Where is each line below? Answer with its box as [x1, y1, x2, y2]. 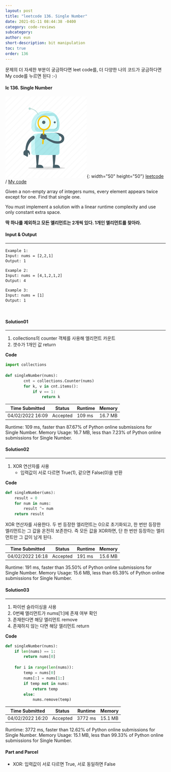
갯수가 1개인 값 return [12, 342, 56, 348]
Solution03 [5, 587, 30, 593]
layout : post [5, 8, 33, 13]
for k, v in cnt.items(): [23, 383, 79, 389]
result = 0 [14, 495, 38, 501]
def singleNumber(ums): [5, 490, 56, 495]
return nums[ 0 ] [23, 654, 56, 659]
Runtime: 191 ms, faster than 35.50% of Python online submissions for [5, 564, 152, 570]
